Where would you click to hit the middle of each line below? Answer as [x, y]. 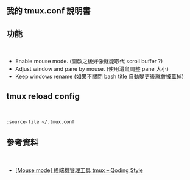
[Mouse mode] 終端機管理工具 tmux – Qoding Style [79, 170]
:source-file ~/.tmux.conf [40, 122]
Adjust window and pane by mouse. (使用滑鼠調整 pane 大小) [92, 69]
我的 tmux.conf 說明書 [48, 11]
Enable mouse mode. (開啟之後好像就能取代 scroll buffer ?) [89, 61]
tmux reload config [43, 96]
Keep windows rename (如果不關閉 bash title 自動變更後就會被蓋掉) [100, 77]
